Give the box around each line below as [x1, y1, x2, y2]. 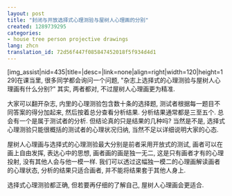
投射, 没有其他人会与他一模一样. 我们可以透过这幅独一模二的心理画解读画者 [7, 157, 220, 166]
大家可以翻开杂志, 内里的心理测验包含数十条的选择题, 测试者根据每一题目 [7, 99, 215, 107]
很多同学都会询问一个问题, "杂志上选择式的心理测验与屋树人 [44, 75, 215, 84]
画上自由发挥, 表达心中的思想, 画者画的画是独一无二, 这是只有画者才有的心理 [7, 148, 224, 157]
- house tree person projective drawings [7, 36, 129, 43]
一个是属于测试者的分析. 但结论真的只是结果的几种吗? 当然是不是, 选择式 [19, 116, 226, 125]
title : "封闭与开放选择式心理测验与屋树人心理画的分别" [7, 17, 149, 24]
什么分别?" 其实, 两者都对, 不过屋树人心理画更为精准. [25, 84, 175, 93]
